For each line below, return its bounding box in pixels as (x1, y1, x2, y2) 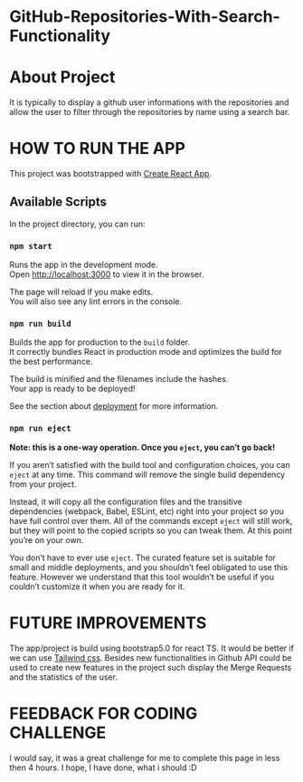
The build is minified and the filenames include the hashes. (9, 374, 229, 385)
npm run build (9, 319, 71, 329)
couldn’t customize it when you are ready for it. (9, 581, 185, 592)
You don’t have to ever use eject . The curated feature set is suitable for (9, 552, 276, 563)
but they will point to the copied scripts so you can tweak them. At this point (9, 525, 292, 536)
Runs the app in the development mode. (9, 260, 158, 271)
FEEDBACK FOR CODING (9, 703, 198, 723)
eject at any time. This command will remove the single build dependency (9, 469, 286, 480)
